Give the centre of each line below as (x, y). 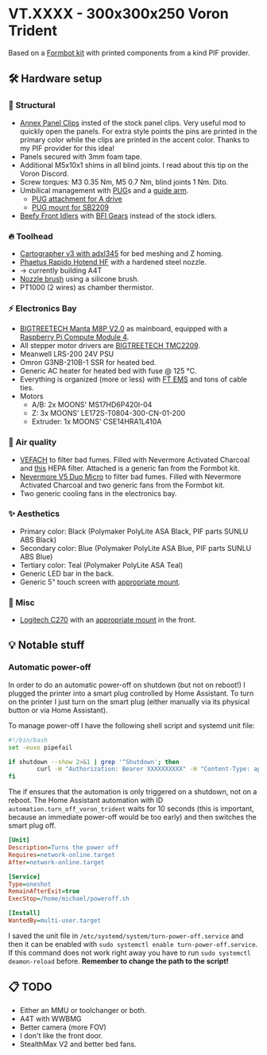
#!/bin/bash (28, 740)
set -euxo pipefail (41, 747)
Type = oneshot (30, 884)
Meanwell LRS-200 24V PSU (67, 354)
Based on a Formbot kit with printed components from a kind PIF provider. (129, 52)
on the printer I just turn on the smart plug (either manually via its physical (129, 701)
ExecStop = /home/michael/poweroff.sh (69, 899)
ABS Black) (38, 539)
